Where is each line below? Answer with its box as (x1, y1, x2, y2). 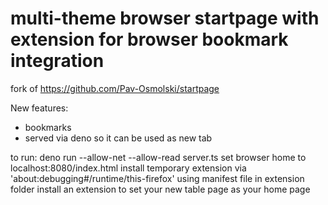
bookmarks (24, 121, 72, 133)
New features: (10, 102, 69, 114)
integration (10, 50, 105, 72)
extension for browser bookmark (10, 28, 289, 51)
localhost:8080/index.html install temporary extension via (10, 162, 247, 174)
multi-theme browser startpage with (10, 7, 320, 30)
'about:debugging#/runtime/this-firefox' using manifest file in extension (10, 172, 305, 184)
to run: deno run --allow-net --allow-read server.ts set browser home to (10, 151, 307, 163)
